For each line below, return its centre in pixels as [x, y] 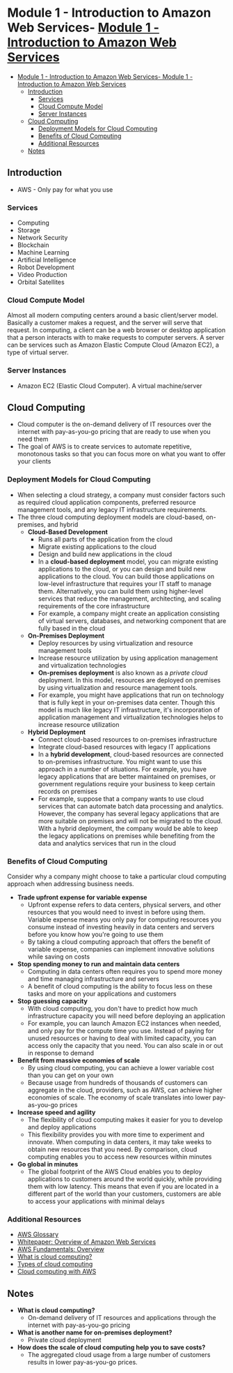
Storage [29, 230]
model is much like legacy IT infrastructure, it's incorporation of [129, 710]
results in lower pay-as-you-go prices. [82, 1363]
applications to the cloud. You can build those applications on [126, 576]
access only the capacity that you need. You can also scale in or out [125, 1046]
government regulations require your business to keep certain [127, 783]
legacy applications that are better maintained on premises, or [127, 776]
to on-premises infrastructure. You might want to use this [120, 761]
